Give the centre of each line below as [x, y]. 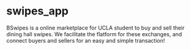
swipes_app [37, 11]
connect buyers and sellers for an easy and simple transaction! [86, 40]
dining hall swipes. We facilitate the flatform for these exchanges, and [94, 34]
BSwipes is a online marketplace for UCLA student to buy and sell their [95, 28]
